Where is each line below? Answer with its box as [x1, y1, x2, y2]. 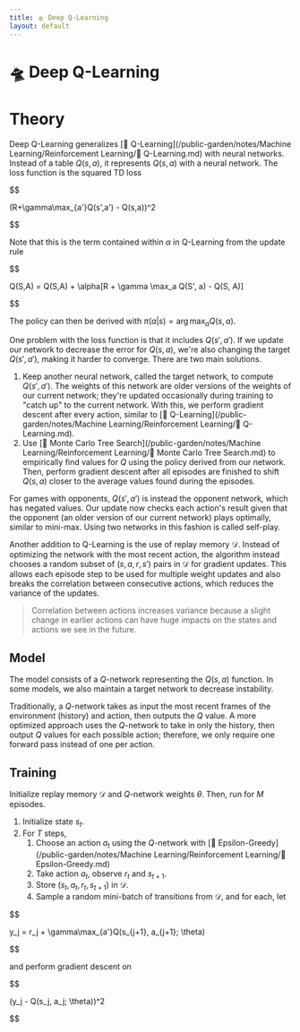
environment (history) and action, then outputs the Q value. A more [9, 710, 257, 721]
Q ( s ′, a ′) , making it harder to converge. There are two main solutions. [9, 354, 262, 365]
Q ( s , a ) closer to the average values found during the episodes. [21, 476, 256, 486]
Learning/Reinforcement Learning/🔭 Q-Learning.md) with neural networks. [9, 148, 285, 159]
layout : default [9, 21, 70, 30]
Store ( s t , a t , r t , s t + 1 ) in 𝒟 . [35, 880, 129, 892]
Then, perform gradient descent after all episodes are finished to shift [21, 467, 279, 477]
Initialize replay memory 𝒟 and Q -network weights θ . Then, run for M [9, 789, 264, 800]
